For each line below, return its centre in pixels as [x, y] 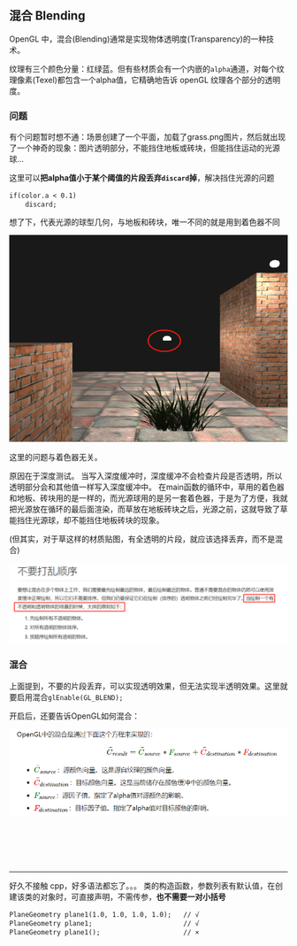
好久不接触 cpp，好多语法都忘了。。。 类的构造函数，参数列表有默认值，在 [142, 886]
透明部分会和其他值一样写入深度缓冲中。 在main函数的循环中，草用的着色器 [147, 487]
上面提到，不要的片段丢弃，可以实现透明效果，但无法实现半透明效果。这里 [145, 686]
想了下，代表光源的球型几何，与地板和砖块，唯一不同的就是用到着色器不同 [145, 222]
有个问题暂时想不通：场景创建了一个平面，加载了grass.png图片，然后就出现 [147, 137]
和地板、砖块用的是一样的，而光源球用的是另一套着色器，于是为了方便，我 [145, 497]
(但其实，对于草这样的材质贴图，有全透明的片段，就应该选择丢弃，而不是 [142, 539]
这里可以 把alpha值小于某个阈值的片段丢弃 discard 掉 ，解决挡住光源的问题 [142, 178]
